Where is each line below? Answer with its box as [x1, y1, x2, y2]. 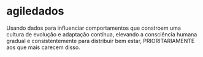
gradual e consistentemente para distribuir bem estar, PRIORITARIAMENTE [6, 37, 195, 44]
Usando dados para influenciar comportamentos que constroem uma [6, 24, 181, 32]
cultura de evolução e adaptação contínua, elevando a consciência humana [6, 30, 197, 38]
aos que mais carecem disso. [6, 44, 81, 51]
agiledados [6, 4, 64, 18]
